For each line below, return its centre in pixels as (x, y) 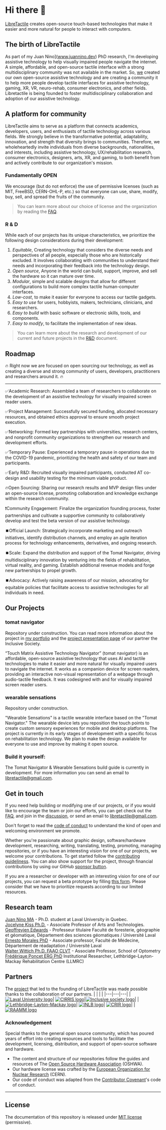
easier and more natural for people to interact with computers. (68, 29)
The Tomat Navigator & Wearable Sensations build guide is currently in (77, 767)
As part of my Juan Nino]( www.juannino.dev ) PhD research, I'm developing (82, 56)
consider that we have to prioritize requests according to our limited (74, 887)
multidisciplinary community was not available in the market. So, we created (83, 72)
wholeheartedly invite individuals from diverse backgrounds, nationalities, (80, 147)
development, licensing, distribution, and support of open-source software (81, 1044)
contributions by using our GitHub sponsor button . (56, 867)
